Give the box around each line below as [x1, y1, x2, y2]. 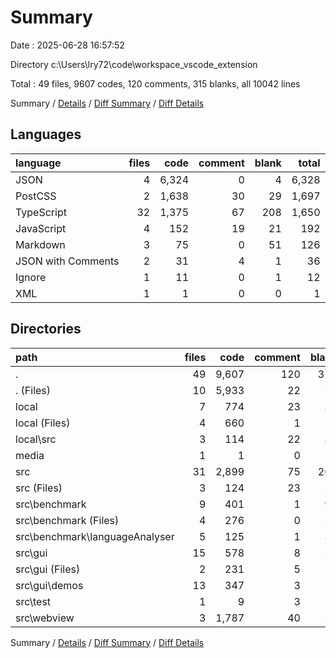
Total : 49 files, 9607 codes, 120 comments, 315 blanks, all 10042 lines [10, 77, 301, 90]
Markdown [15, 237, 66, 251]
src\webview [15, 611, 75, 625]
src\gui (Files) [15, 562, 81, 576]
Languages [10, 126, 82, 143]
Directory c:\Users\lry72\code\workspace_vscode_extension [10, 58, 258, 70]
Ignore [15, 270, 47, 284]
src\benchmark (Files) [15, 513, 120, 527]
